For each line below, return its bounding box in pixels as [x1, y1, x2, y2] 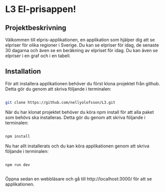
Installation [5, 67, 41, 76]
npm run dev [5, 162, 30, 167]
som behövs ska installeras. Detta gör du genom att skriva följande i [5, 114, 145, 120]
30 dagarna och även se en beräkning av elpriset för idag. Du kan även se [5, 48, 158, 53]
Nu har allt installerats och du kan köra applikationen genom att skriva [5, 143, 149, 149]
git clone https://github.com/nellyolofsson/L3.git [5, 100, 115, 105]
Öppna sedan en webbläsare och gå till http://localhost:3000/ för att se [5, 176, 152, 182]
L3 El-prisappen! [5, 4, 76, 15]
